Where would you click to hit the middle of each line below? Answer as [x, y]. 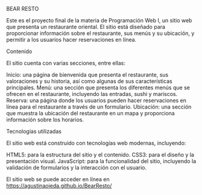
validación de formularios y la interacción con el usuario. [77, 168]
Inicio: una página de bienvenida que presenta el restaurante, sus [87, 75]
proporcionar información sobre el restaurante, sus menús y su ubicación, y [100, 33]
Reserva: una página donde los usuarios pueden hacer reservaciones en [96, 100]
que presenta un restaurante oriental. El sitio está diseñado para [86, 27]
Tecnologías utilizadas [34, 131]
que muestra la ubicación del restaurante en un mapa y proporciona [90, 113]
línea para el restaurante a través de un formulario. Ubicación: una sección [99, 107]
